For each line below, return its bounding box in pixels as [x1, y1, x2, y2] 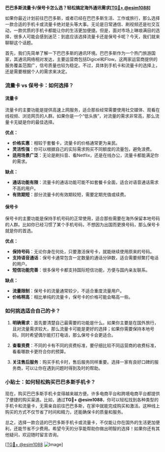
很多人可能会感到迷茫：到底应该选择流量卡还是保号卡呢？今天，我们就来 [13, 34, 160, 39]
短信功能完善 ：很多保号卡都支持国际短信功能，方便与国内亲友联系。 [12, 267, 150, 273]
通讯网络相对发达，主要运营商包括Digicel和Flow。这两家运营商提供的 [18, 56, 158, 62]
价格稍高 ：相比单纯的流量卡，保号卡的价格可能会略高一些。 [12, 294, 133, 300]
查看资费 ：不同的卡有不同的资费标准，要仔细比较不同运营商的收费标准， [12, 342, 159, 348]
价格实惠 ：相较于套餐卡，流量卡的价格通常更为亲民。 [12, 140, 120, 146]
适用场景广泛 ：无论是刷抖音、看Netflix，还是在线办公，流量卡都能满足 [12, 152, 155, 159]
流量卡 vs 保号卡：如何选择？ [5, 82, 74, 89]
